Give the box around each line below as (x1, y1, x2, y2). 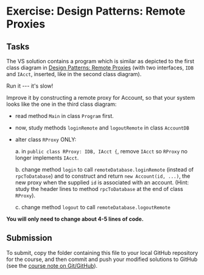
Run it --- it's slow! (6, 82, 54, 89)
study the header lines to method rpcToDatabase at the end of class (15, 186, 184, 192)
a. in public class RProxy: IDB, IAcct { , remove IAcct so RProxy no (15, 148, 188, 155)
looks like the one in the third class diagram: (6, 100, 117, 108)
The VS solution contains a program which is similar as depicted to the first (6, 58, 195, 64)
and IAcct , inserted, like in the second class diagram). (6, 71, 142, 77)
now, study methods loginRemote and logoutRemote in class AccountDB (15, 124, 190, 131)
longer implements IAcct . (15, 154, 79, 161)
